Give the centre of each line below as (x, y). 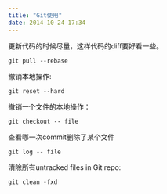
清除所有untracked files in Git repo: (65, 167)
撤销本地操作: (30, 76)
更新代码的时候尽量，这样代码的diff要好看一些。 (85, 46)
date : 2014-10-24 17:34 (47, 23)
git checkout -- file (44, 121)
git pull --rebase (38, 61)
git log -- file (34, 152)
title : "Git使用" (35, 15)
